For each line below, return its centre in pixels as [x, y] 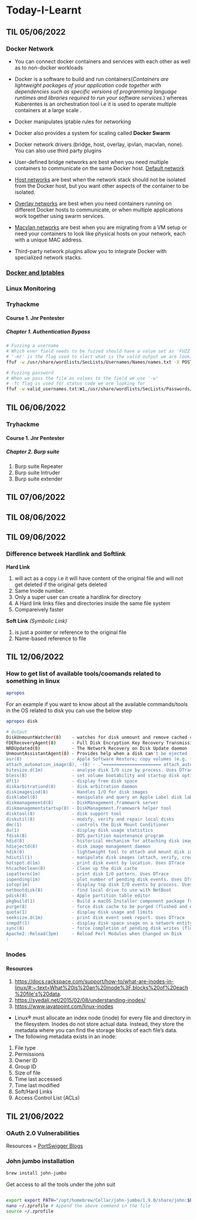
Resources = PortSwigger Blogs [45, 1145]
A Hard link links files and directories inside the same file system [92, 603]
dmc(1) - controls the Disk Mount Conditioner [87, 825]
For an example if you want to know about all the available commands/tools [97, 704]
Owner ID [26, 1060]
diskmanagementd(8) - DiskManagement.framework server [82, 803]
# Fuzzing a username [33, 346]
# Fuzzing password [30, 373]
